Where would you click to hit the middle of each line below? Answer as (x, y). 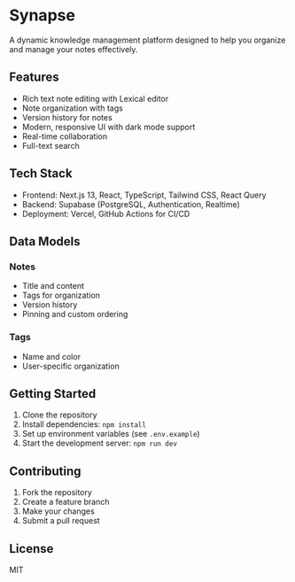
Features (34, 78)
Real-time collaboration (65, 136)
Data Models (45, 241)
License (31, 549)
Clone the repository (59, 415)
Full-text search (50, 145)
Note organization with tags (73, 108)
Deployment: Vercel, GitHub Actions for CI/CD (106, 213)
